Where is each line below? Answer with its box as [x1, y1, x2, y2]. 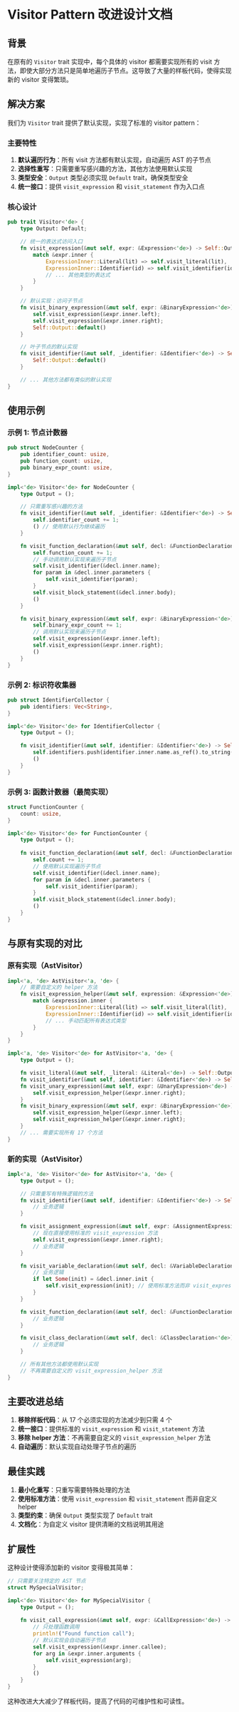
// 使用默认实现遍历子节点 [33, 863, 101, 870]
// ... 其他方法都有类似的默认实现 [20, 376, 112, 383]
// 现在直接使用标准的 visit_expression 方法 [33, 1230, 159, 1237]
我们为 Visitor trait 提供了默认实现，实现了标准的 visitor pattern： [7, 118, 201, 127]
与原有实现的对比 [7, 938, 83, 950]
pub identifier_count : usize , [20, 451, 110, 458]
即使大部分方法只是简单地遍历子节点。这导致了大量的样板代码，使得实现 [19, 66, 232, 75]
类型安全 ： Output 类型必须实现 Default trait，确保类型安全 [17, 173, 188, 182]
